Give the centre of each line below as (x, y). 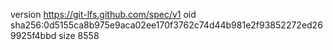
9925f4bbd (33, 35)
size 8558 (79, 35)
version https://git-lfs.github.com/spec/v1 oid (103, 14)
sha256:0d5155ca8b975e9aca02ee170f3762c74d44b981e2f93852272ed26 (166, 25)
